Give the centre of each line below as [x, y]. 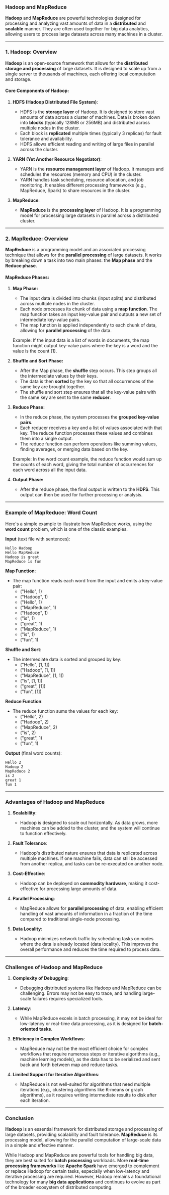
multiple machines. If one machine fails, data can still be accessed [89, 858]
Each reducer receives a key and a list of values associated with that [91, 428]
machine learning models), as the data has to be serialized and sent [90, 1060]
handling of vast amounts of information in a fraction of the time [86, 913]
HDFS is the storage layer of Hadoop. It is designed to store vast [87, 112]
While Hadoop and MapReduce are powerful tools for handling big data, [80, 1155]
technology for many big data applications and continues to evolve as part [83, 1182]
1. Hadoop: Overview [31, 52]
